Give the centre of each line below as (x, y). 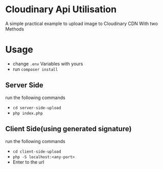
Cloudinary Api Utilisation (61, 9)
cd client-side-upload (37, 152)
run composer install (35, 69)
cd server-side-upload (37, 108)
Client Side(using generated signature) (68, 129)
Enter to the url (28, 162)
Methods (15, 29)
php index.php (28, 113)
